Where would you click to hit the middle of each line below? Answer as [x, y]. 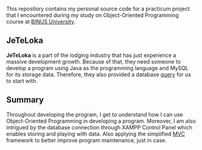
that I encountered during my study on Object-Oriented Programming [93, 15]
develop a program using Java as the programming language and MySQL [97, 68]
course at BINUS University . [41, 21]
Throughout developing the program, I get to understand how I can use [95, 114]
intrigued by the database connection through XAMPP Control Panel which [99, 127]
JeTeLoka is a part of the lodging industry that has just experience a [91, 55]
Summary [25, 100]
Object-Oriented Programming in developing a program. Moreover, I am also [101, 121]
